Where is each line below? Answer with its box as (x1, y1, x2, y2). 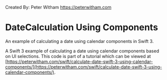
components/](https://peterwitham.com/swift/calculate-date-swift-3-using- (5, 63, 162, 69)
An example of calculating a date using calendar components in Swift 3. (5, 38, 154, 44)
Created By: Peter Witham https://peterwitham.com (5, 4, 112, 10)
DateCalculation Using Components (5, 22, 158, 33)
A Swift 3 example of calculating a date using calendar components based (5, 47, 159, 54)
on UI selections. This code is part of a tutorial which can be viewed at (5, 53, 151, 59)
